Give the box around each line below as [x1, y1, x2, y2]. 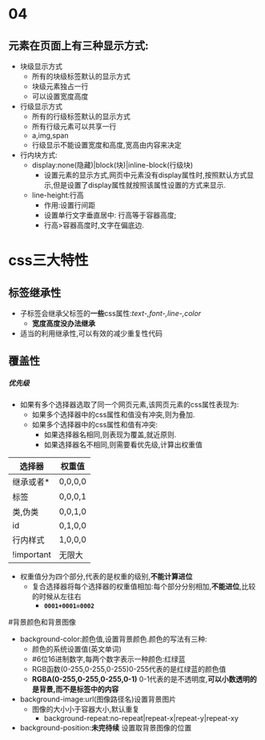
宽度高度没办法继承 [31, 318, 96, 328]
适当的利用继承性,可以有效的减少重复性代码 [19, 329, 163, 338]
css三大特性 [8, 252, 89, 269]
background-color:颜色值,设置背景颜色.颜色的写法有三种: [19, 634, 207, 644]
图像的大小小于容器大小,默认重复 [31, 705, 140, 714]
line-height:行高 [31, 190, 84, 200]
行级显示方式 [19, 102, 62, 111]
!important [12, 549, 52, 560]
